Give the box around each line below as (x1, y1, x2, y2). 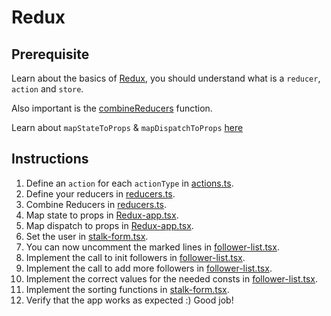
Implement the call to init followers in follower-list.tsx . (25, 251, 246, 263)
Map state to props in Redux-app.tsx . (25, 209, 179, 221)
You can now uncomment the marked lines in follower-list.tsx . (25, 241, 280, 253)
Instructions (11, 151, 89, 168)
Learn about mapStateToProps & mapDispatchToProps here (11, 122, 244, 133)
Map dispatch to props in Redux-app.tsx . (25, 219, 194, 231)
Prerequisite (11, 46, 90, 63)
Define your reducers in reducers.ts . (25, 187, 176, 200)
